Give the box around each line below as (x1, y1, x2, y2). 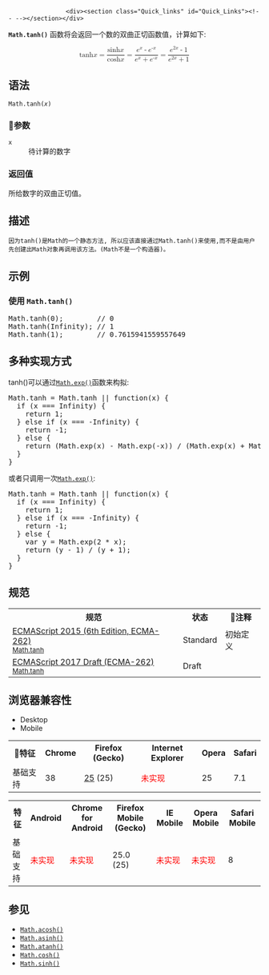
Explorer (151, 753, 184, 764)
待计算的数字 (28, 146, 70, 156)
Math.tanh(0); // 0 (8, 314, 114, 323)
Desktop (19, 715, 48, 725)
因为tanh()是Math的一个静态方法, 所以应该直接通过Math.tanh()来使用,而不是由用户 (8, 237, 255, 246)
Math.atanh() (19, 943, 64, 951)
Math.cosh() (19, 952, 60, 960)
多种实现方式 (8, 354, 72, 368)
